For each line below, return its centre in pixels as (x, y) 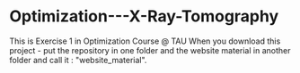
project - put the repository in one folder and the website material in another (150, 50)
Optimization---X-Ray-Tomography (144, 16)
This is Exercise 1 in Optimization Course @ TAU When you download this (145, 41)
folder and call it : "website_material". (78, 60)
